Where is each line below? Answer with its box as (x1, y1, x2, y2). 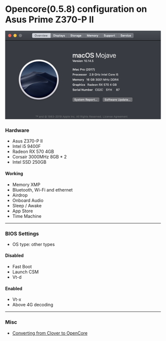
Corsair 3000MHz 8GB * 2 (12, 154, 67, 160)
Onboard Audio (12, 197, 43, 203)
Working (5, 170, 23, 176)
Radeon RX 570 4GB (12, 148, 54, 154)
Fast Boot (12, 264, 32, 270)
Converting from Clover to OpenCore (12, 330, 88, 336)
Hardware (5, 127, 30, 134)
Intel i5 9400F (12, 144, 41, 149)
